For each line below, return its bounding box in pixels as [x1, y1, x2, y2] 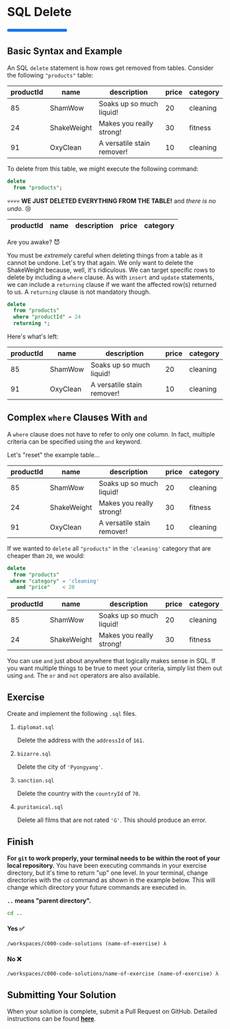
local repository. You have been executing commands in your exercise [7, 861, 207, 869]
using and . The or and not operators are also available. [7, 671, 160, 680]
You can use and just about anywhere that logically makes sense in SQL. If [7, 657, 216, 665]
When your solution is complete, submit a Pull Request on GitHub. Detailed [7, 1007, 218, 1016]
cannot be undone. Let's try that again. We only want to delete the [7, 258, 194, 266]
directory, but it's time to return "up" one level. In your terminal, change [7, 868, 209, 877]
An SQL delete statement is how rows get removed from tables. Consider [7, 63, 214, 72]
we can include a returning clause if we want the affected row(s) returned [7, 280, 217, 288]
